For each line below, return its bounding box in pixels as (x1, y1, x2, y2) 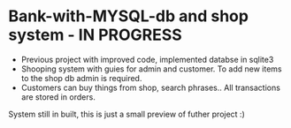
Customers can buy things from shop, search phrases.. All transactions (20, 82, 280, 93)
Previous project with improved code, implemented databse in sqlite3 (20, 54, 274, 64)
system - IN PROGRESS (8, 25, 182, 45)
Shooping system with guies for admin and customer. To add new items (20, 64, 282, 74)
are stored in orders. (20, 91, 96, 102)
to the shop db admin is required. (20, 72, 142, 83)
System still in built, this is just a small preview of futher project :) (8, 109, 245, 119)
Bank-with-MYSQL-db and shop (8, 6, 249, 26)
